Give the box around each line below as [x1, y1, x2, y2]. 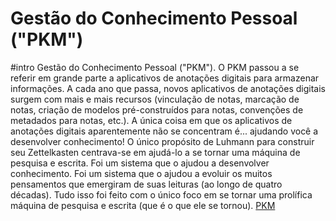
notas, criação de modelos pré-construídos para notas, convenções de [10, 103, 304, 116]
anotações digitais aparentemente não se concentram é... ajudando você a [10, 125, 319, 137]
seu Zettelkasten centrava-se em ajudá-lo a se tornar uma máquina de [10, 146, 301, 158]
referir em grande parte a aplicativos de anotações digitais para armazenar [10, 72, 320, 84]
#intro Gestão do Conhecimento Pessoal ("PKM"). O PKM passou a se [10, 61, 300, 73]
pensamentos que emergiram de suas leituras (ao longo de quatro [10, 178, 283, 190]
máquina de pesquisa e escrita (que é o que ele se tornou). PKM [10, 199, 276, 211]
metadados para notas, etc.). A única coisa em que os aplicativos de [10, 114, 293, 126]
